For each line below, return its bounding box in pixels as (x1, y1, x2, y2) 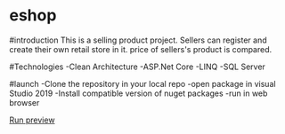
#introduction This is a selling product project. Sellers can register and (9, 35, 267, 45)
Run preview (9, 114, 55, 125)
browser (9, 97, 40, 107)
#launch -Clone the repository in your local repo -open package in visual (9, 78, 276, 89)
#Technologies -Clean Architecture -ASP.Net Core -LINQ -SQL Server (9, 61, 265, 72)
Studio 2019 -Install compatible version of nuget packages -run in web (9, 88, 268, 99)
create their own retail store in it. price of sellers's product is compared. (9, 43, 273, 54)
